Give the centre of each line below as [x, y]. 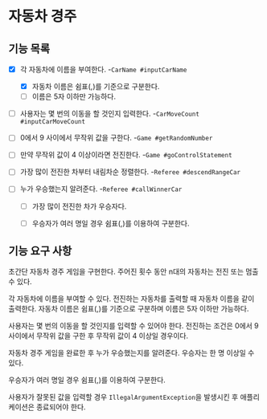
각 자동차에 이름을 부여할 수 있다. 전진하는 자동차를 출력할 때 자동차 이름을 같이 [131, 299]
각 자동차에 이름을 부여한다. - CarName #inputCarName [103, 69]
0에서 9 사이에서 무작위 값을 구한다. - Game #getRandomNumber [116, 138]
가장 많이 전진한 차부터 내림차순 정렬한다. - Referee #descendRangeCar [130, 172]
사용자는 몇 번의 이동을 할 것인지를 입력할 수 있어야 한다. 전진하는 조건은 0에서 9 [133, 326]
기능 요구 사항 [40, 251]
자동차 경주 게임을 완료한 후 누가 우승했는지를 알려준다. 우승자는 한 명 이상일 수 [131, 353]
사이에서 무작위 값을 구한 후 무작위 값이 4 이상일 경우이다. [99, 336]
